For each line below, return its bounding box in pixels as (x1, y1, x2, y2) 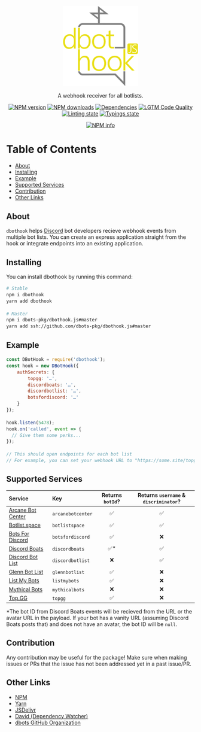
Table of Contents (6, 142, 97, 156)
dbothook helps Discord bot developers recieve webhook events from (6, 227, 176, 235)
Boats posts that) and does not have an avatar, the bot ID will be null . (6, 620, 178, 628)
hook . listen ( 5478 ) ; (6, 420, 55, 426)
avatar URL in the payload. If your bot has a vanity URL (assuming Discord (6, 614, 189, 621)
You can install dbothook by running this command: (6, 273, 133, 281)
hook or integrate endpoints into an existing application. (6, 240, 144, 247)
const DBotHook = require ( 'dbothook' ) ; (6, 357, 106, 363)
